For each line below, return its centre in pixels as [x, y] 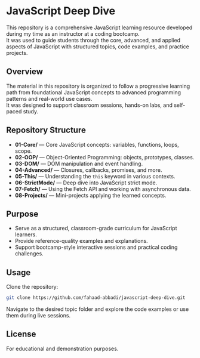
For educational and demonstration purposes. [62, 348]
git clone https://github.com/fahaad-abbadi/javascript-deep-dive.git [96, 298]
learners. [26, 234]
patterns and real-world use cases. [49, 98]
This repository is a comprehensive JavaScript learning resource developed [99, 27]
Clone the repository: [32, 287]
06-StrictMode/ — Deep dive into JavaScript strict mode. [86, 183]
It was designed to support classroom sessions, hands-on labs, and [90, 105]
